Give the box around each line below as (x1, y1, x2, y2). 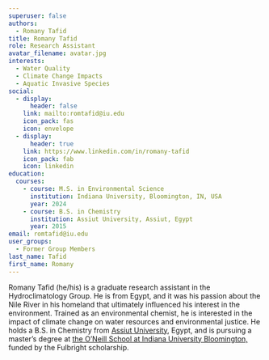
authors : (8, 19, 38, 28)
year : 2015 (29, 222, 67, 231)
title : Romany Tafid (8, 34, 78, 43)
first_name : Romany (8, 260, 74, 268)
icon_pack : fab (23, 155, 74, 163)
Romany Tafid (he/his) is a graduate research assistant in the (8, 282, 211, 292)
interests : (8, 57, 45, 66)
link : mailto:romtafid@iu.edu (23, 110, 125, 118)
